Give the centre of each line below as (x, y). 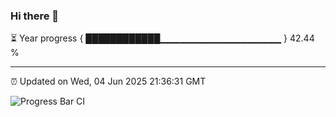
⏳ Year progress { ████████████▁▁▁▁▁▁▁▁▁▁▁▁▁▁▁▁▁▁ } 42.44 (162, 38)
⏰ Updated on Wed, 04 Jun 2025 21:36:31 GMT (108, 81)
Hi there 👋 (35, 16)
